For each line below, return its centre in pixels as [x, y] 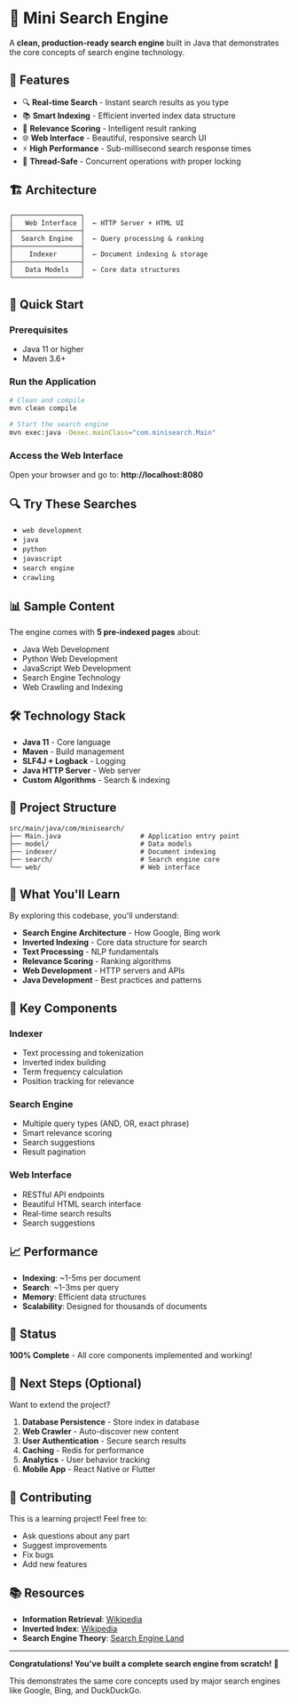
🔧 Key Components [63, 1008]
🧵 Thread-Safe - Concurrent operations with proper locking [131, 161]
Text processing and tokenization [83, 1053]
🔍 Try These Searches [73, 504]
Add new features [55, 1563]
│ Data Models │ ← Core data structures [94, 269]
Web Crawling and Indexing [72, 687]
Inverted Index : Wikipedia [70, 1628]
